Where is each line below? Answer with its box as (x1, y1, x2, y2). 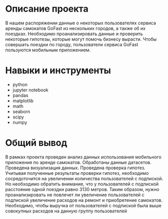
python (12, 81, 28, 87)
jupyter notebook (12, 87, 49, 93)
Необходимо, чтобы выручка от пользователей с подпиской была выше (5, 202, 162, 208)
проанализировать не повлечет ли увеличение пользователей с (5, 192, 145, 198)
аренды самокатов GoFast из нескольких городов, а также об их (5, 25, 146, 31)
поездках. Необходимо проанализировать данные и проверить (5, 30, 143, 37)
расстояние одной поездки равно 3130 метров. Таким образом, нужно (5, 186, 159, 192)
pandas (12, 92, 29, 98)
